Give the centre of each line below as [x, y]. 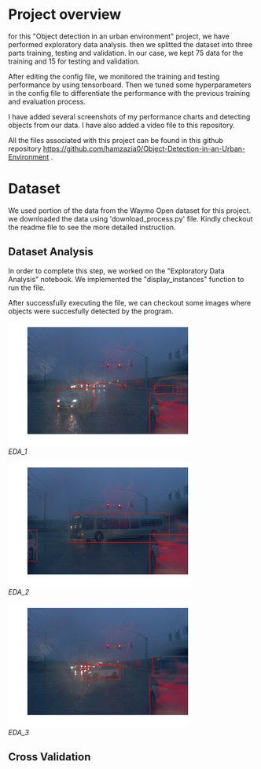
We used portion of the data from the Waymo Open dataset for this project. [130, 211]
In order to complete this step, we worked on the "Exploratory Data [117, 271]
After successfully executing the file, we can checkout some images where [130, 302]
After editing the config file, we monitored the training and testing [114, 76]
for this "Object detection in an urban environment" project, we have [119, 36]
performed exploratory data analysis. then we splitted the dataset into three [130, 44]
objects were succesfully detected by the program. [91, 311]
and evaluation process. [47, 101]
